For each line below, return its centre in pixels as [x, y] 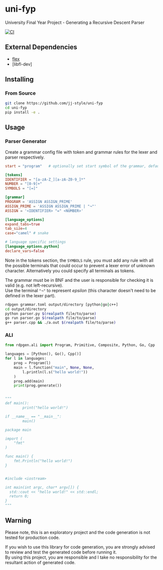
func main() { [19, 457]
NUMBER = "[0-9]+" [24, 184]
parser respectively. [25, 157]
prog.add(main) [29, 381]
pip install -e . [23, 112]
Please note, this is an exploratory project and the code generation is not [78, 532]
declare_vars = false [25, 251]
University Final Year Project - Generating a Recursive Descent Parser [75, 22]
